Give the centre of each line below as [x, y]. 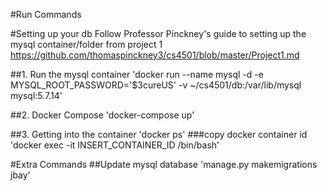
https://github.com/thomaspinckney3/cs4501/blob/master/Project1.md [155, 55]
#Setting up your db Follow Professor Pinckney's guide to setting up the [158, 33]
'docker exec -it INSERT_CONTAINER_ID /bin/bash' [115, 145]
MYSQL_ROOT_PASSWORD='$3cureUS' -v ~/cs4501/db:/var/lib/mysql [156, 85]
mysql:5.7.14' [36, 95]
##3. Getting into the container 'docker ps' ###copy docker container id [159, 134]
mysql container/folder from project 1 [86, 44]
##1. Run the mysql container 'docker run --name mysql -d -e [137, 74]
